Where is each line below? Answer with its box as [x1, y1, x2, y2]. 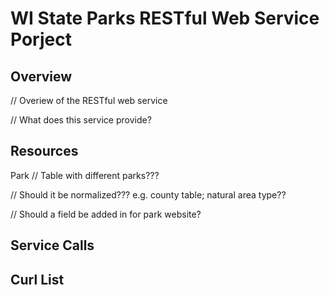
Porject [10, 28, 72, 51]
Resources [10, 143, 79, 160]
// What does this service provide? [10, 114, 152, 126]
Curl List [10, 271, 65, 288]
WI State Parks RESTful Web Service [10, 7, 320, 30]
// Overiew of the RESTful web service [10, 95, 168, 106]
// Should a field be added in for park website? [10, 208, 202, 220]
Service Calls [10, 237, 95, 254]
